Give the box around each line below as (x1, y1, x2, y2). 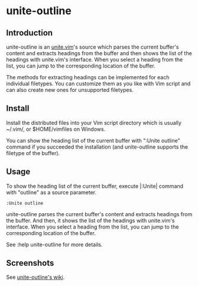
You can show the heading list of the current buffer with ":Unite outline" (6, 137, 180, 144)
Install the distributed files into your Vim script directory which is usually (6, 119, 182, 126)
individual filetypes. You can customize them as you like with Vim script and (6, 80, 191, 87)
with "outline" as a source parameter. (6, 188, 97, 196)
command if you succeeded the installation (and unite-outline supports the (6, 143, 188, 150)
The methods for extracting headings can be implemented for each (6, 74, 170, 81)
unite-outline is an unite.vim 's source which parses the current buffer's (6, 43, 179, 50)
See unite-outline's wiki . (6, 274, 65, 281)
